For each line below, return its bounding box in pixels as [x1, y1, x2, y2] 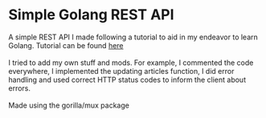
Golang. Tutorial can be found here [8, 40, 124, 50]
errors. [8, 83, 31, 93]
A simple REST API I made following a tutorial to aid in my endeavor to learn [8, 32, 259, 42]
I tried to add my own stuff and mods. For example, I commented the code [8, 58, 254, 67]
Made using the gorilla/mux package [8, 100, 130, 110]
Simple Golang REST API [8, 6, 174, 24]
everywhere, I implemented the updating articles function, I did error [8, 66, 235, 75]
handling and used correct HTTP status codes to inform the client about [8, 75, 247, 84]
